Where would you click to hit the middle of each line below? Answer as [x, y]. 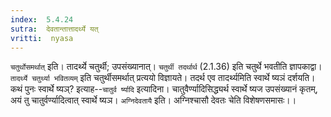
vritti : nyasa [42, 38]
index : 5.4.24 [42, 19]
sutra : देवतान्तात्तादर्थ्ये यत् [54, 29]
